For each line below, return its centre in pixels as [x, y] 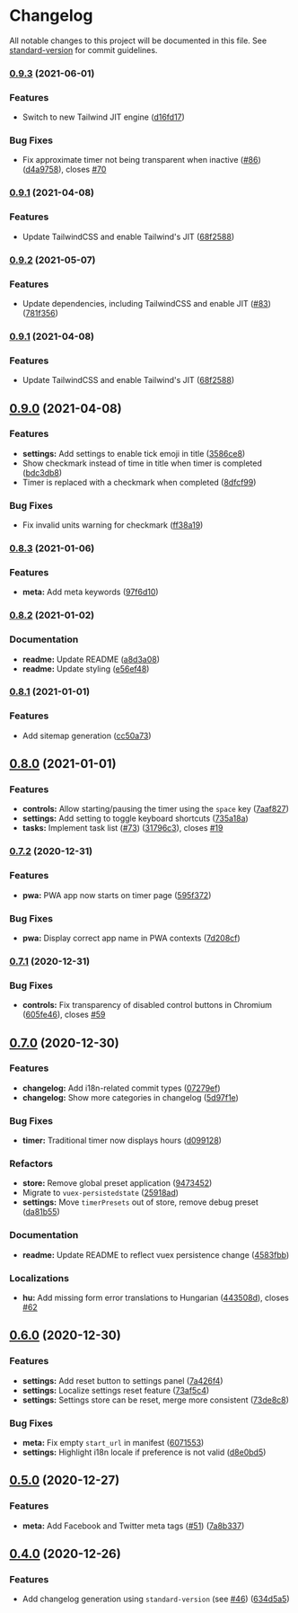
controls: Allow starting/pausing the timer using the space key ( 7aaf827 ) [156, 809]
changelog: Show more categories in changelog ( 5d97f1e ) [131, 1097]
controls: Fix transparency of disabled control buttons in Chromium [147, 1005]
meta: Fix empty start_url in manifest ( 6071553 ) [113, 1443]
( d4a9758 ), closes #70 [64, 169]
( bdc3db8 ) [42, 472]
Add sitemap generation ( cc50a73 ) [87, 735]
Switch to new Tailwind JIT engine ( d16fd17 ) [104, 117]
